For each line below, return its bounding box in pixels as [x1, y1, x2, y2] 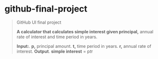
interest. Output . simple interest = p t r [16, 48, 93, 54]
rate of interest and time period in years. [16, 34, 98, 40]
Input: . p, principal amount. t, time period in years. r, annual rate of [16, 43, 152, 49]
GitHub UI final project [16, 19, 61, 25]
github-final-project [4, 3, 88, 15]
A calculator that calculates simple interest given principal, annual [16, 29, 154, 34]
